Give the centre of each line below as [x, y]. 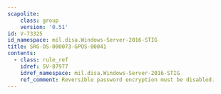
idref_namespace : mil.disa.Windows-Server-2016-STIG [100, 73]
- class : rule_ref [41, 60]
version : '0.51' [45, 27]
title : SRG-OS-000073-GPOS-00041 [57, 47]
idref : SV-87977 [45, 66]
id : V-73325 [25, 34]
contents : [22, 54]
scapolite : [24, 14]
